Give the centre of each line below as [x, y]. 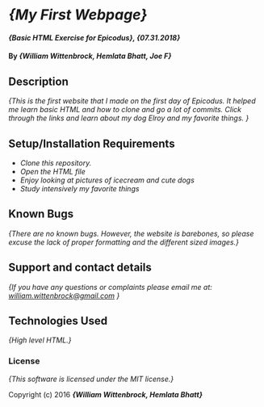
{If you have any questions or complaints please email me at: [110, 287]
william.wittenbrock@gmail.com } [64, 296]
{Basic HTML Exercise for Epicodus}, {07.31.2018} [94, 37]
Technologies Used [58, 321]
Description [38, 81]
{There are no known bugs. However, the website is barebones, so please [131, 233]
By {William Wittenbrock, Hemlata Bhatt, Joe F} [90, 56]
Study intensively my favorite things [80, 189]
